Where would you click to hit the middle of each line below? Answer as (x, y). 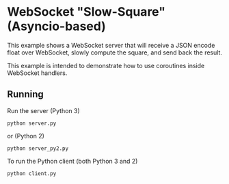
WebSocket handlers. (37, 73)
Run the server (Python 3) (43, 110)
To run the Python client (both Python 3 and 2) (72, 161)
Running (26, 94)
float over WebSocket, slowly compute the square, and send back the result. (114, 52)
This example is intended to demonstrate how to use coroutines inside (106, 65)
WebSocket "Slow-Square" (86, 12)
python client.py (32, 173)
